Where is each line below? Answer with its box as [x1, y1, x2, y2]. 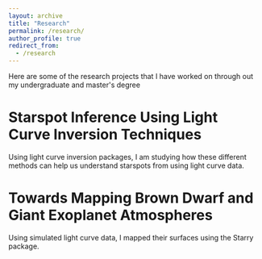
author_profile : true [8, 34, 81, 43]
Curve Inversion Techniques [8, 126, 202, 144]
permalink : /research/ [8, 27, 85, 35]
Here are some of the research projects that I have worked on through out [8, 72, 254, 81]
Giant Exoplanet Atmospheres [8, 207, 214, 224]
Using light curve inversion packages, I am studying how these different [8, 152, 247, 161]
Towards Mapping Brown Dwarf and [8, 189, 254, 207]
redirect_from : [8, 42, 60, 50]
